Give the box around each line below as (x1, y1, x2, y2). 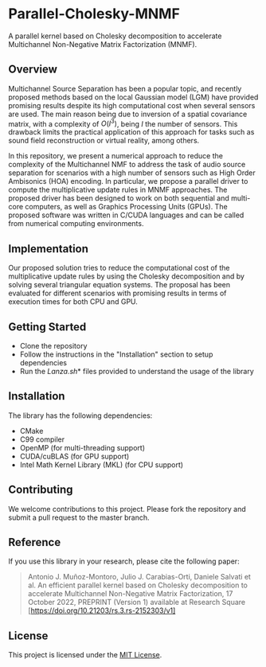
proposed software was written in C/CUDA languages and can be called (8, 210, 244, 220)
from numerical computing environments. (8, 219, 144, 228)
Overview (8, 63, 58, 76)
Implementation (8, 242, 89, 255)
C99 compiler (19, 435, 65, 444)
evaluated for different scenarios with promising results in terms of (8, 288, 227, 298)
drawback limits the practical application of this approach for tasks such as (8, 127, 255, 137)
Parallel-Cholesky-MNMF (8, 5, 181, 23)
